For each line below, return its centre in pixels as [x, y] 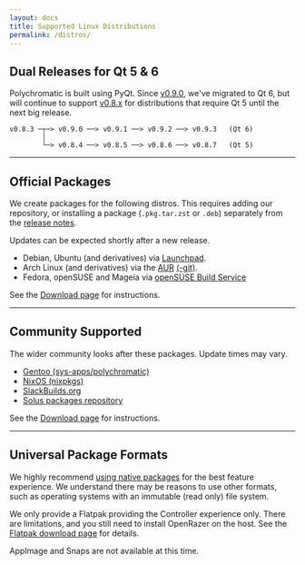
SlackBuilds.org [52, 391]
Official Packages [60, 181]
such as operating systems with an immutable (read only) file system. [139, 496]
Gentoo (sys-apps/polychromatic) [86, 371]
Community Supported [76, 332]
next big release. [41, 113]
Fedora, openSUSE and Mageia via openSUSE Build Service [134, 277]
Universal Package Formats [89, 455]
